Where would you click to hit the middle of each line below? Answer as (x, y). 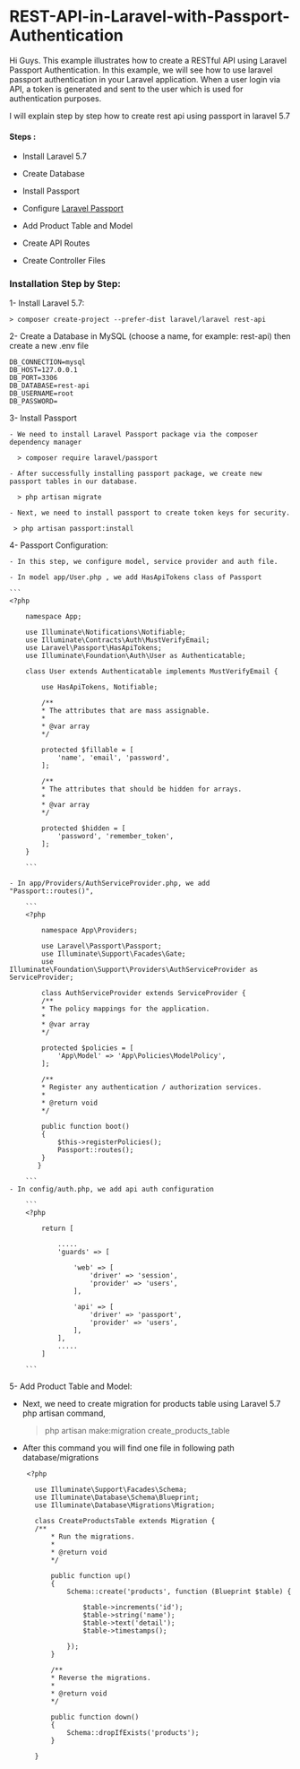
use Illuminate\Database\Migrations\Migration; (125, 1505)
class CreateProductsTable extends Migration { (125, 1522)
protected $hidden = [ (84, 828)
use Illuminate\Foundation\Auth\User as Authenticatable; (136, 656)
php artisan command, (64, 1413)
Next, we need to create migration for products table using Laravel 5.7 (151, 1404)
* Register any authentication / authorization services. (152, 1088)
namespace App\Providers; (90, 931)
